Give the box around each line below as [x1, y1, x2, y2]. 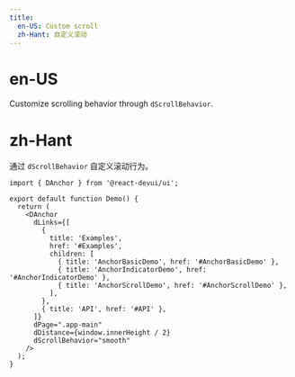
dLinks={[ [32, 218, 70, 228]
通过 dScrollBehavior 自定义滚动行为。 [9, 161, 154, 172]
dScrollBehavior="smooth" [32, 337, 130, 346]
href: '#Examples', [49, 242, 123, 251]
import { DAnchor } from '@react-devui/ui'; [9, 179, 179, 188]
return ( [17, 202, 50, 211]
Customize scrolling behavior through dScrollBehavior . [9, 98, 214, 109]
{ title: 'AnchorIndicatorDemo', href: [57, 265, 207, 274]
